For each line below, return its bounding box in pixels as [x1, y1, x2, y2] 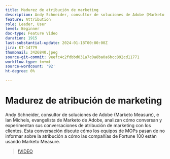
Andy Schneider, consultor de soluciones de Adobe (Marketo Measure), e [5, 111, 159, 117]
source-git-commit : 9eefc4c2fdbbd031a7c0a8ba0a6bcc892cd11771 [5, 54, 140, 60]
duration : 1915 [5, 36, 38, 41]
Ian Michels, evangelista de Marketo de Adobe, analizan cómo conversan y [5, 117, 162, 123]
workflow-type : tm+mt [5, 59, 51, 64]
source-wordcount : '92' [5, 64, 56, 69]
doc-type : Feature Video [5, 31, 58, 36]
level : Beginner [5, 26, 40, 31]
